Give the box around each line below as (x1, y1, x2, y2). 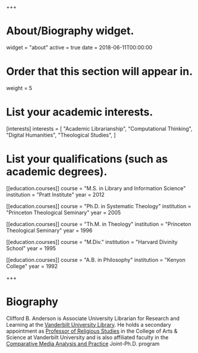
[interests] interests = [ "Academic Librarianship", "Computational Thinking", (6, 125, 193, 132)
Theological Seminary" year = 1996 (6, 227, 93, 234)
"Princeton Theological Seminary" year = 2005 (6, 209, 121, 216)
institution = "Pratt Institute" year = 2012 (6, 191, 105, 198)
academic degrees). (6, 165, 108, 178)
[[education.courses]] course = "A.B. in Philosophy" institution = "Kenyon (6, 256, 186, 263)
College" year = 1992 (6, 262, 58, 270)
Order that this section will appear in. (6, 65, 193, 78)
